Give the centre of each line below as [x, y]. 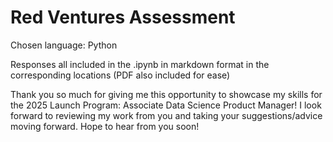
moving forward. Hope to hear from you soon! [105, 126]
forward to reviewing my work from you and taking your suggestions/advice [166, 115]
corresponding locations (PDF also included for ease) [120, 75]
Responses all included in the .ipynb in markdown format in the [140, 64]
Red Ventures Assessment [123, 17]
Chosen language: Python [64, 45]
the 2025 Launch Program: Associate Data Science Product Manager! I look [166, 105]
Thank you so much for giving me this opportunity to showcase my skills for [166, 94]
